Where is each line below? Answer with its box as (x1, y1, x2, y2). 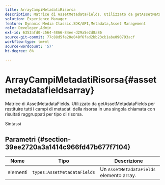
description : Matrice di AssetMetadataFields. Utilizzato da (5, 12, 133, 17)
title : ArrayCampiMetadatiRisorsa (5, 7, 76, 12)
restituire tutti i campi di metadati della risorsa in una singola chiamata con (5, 106, 156, 112)
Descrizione (114, 157, 143, 164)
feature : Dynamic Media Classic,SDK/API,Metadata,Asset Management (5, 21, 146, 26)
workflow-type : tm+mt (5, 39, 50, 44)
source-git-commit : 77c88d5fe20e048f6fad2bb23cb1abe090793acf (5, 35, 135, 40)
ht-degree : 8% (5, 48, 34, 53)
